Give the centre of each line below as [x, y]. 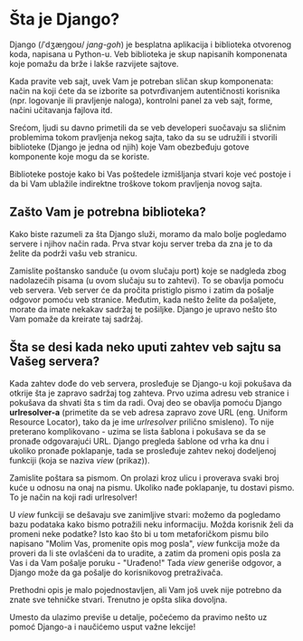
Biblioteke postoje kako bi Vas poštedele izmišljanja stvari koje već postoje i [150, 174]
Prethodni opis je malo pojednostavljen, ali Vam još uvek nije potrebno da [146, 589]
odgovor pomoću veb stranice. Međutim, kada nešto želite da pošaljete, [143, 300]
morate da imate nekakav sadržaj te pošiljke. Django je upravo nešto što [143, 309]
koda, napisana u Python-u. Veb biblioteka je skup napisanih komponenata [148, 53]
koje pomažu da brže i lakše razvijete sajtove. [94, 63]
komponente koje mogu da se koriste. [80, 156]
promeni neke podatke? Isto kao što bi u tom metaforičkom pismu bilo [139, 533]
